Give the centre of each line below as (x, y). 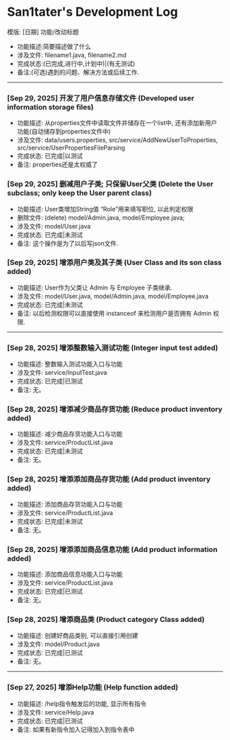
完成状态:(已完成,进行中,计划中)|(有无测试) (76, 63)
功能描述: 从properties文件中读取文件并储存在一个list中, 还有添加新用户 (117, 123)
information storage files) (51, 107)
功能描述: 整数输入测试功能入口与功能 (70, 364)
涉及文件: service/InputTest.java (62, 373)
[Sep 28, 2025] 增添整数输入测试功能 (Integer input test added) (113, 347)
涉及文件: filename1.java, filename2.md (72, 55)
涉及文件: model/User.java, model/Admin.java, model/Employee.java (113, 296)
